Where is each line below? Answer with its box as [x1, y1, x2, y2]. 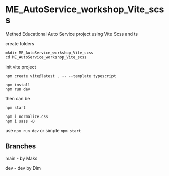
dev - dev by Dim [5, 165, 41, 171]
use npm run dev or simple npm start [5, 127, 81, 133]
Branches [5, 142, 36, 151]
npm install [5, 82, 30, 87]
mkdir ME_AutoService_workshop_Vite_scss [5, 50, 94, 55]
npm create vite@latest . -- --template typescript [5, 73, 116, 79]
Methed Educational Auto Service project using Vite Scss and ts [5, 31, 138, 37]
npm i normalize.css [5, 114, 49, 119]
